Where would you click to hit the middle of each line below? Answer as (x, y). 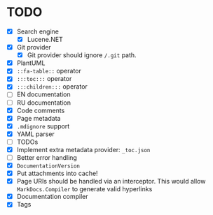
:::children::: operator (52, 87)
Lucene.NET (45, 39)
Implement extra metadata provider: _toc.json (83, 149)
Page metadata (39, 118)
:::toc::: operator (44, 79)
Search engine (38, 31)
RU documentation (44, 103)
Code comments (41, 110)
